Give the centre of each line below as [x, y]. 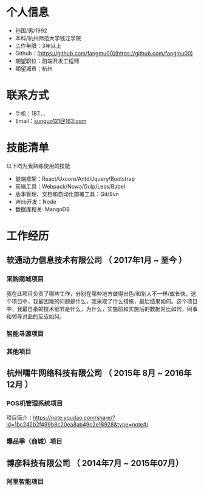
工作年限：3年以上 [38, 46]
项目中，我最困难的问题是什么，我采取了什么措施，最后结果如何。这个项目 [104, 301]
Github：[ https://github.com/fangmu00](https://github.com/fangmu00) [104, 53]
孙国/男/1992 [31, 30]
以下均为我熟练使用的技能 [38, 165]
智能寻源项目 [25, 333]
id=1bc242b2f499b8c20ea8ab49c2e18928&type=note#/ [77, 425]
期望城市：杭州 [34, 68]
